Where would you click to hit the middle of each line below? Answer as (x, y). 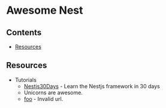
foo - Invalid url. (43, 98)
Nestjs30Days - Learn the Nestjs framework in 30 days (92, 86)
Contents (24, 33)
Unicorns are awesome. (53, 92)
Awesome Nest (45, 10)
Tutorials (26, 80)
